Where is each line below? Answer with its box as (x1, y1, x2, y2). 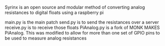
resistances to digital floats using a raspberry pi (5, 9, 104, 15)
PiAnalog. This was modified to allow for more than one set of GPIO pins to (5, 30, 160, 35)
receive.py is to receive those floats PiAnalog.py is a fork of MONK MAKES (5, 24, 160, 30)
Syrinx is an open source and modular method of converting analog (5, 4, 145, 10)
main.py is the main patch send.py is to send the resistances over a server (5, 19, 159, 25)
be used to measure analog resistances (5, 35, 87, 41)
